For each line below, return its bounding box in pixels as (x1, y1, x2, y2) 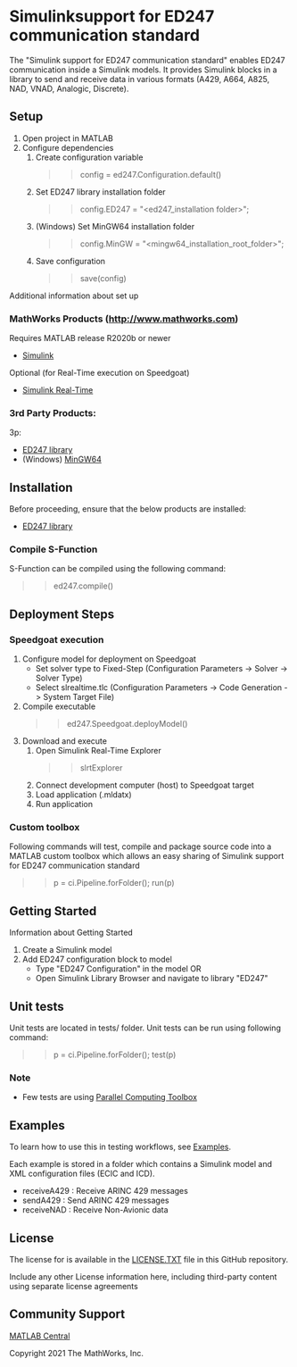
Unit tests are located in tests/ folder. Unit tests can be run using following (9, 1022, 281, 1033)
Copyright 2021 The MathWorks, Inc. (9, 1347, 144, 1358)
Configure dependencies (21, 142, 114, 153)
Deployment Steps (9, 606, 114, 621)
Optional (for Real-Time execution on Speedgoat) (9, 368, 190, 379)
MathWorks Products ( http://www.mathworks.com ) (9, 313, 239, 325)
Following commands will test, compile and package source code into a (9, 841, 272, 852)
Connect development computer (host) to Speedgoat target (35, 779, 254, 791)
